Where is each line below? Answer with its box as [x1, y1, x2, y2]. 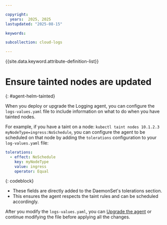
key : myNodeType [14, 159, 49, 164]
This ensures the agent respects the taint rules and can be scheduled [12, 193, 159, 199]
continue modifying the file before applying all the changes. [5, 214, 130, 220]
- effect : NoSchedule [10, 154, 56, 160]
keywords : [5, 31, 26, 36]
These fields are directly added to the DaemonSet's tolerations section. [12, 188, 162, 194]
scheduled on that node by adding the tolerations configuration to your [5, 135, 157, 141]
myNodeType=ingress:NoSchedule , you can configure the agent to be [5, 129, 146, 135]
